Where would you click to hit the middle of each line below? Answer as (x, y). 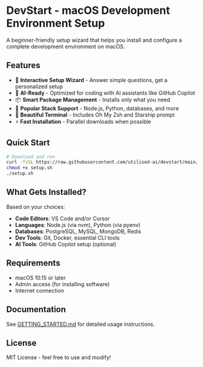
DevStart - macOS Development (88, 11)
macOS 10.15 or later (40, 278)
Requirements (33, 263)
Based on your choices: (36, 206)
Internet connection (40, 290)
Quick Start (28, 143)
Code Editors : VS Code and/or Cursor (62, 219)
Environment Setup (56, 23)
